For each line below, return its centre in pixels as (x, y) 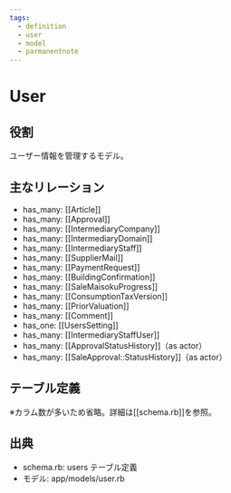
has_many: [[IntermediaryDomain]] (87, 238)
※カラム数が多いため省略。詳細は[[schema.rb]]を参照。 (113, 412)
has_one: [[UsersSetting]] (71, 325)
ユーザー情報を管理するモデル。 (69, 156)
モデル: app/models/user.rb (73, 478)
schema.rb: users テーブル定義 (80, 467)
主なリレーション (57, 187)
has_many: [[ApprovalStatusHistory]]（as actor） (114, 345)
